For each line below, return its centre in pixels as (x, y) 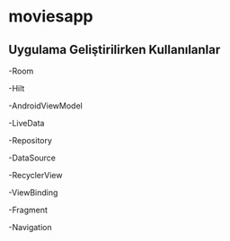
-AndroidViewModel (45, 106)
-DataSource (32, 158)
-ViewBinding (33, 193)
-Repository (31, 140)
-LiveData (27, 123)
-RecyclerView (35, 175)
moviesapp (51, 17)
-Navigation (30, 227)
